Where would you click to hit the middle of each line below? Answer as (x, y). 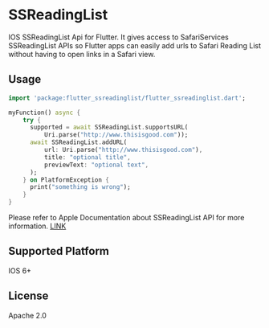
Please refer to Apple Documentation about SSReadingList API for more (126, 217)
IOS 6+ (20, 270)
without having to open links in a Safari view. (82, 54)
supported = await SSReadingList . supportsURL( (109, 127)
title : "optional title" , (87, 157)
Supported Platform (59, 251)
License (29, 296)
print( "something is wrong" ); (80, 187)
